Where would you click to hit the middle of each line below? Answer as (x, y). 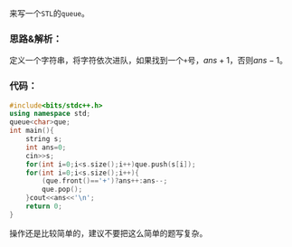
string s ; (44, 139)
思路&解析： (36, 39)
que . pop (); (62, 190)
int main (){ (32, 131)
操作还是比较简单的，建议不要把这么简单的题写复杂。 (108, 233)
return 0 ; (44, 206)
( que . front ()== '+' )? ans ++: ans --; (105, 181)
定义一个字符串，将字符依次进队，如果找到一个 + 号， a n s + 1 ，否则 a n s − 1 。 (148, 61)
